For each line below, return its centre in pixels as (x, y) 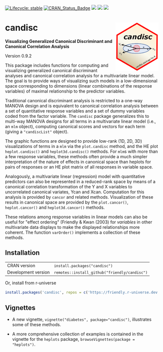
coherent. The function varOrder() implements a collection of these (73, 232)
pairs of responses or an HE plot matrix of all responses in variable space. (79, 167)
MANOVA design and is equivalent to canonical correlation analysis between (82, 106)
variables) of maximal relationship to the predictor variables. (65, 91)
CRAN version (21, 265)
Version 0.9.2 (18, 56)
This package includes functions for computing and (57, 65)
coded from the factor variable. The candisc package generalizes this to (77, 116)
